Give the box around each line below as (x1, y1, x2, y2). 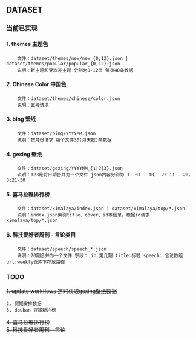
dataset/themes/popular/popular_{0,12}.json (6, 61, 120, 67)
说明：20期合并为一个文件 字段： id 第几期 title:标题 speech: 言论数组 (17, 252, 183, 258)
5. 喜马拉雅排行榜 (6, 190, 50, 198)
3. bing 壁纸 (6, 115, 36, 123)
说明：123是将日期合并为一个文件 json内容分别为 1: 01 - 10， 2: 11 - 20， (17, 172, 194, 178)
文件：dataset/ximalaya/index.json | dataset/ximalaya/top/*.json (17, 206, 186, 212)
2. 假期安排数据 (6, 300, 42, 307)
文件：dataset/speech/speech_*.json (17, 246, 107, 252)
